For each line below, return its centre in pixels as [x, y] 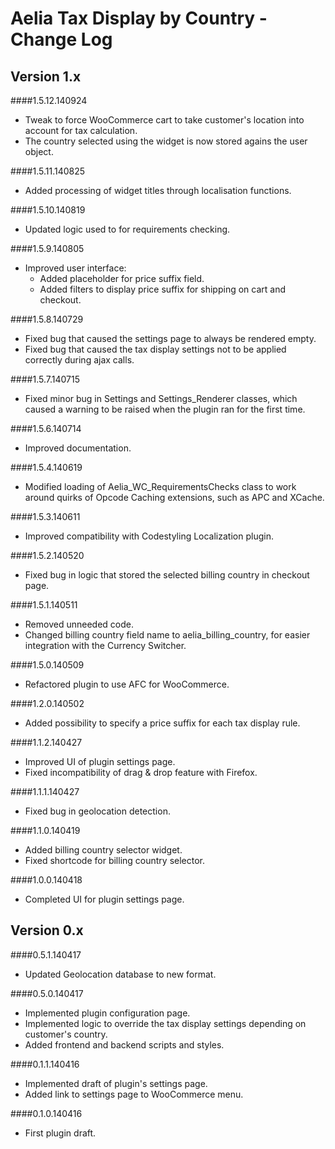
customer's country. [66, 1034]
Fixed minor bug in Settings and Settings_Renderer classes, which [161, 398]
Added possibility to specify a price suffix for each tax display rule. [162, 723]
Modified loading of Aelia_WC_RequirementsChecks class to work [160, 486]
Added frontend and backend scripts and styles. [124, 1044]
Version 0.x [47, 930]
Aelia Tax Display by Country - [139, 18]
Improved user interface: [75, 268]
